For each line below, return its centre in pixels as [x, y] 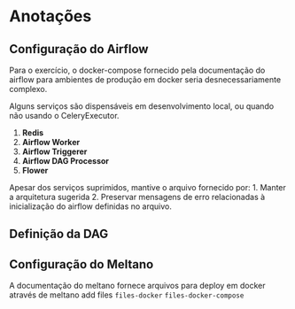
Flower [35, 170]
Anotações [50, 16]
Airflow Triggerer [54, 151]
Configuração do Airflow [79, 49]
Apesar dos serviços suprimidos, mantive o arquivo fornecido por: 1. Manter [147, 187]
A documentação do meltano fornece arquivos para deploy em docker [137, 286]
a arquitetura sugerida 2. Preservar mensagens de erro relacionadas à [137, 197]
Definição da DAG [59, 234]
